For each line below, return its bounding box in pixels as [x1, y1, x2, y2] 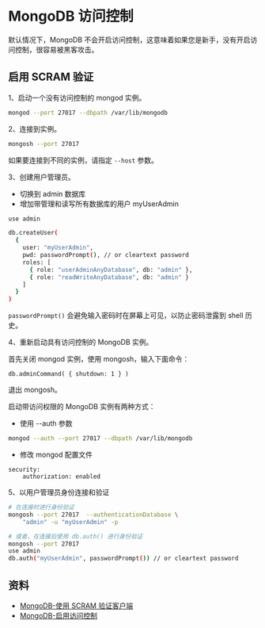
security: [8, 465, 41, 473]
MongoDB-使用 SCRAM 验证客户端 [19, 600, 134, 611]
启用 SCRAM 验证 [8, 71, 94, 84]
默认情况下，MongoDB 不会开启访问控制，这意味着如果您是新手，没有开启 [8, 35, 251, 44]
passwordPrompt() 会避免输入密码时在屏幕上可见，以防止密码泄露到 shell [8, 311, 244, 320]
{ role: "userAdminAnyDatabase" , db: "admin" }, [28, 266, 193, 274]
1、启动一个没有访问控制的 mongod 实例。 [8, 93, 146, 102]
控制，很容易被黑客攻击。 [14, 44, 99, 54]
